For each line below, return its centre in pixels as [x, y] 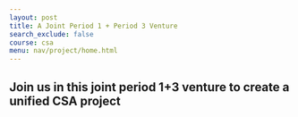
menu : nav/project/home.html [64, 51]
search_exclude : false [51, 34]
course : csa [31, 42]
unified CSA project [65, 100]
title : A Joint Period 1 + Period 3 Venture [94, 26]
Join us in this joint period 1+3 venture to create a [149, 87]
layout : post [34, 17]
